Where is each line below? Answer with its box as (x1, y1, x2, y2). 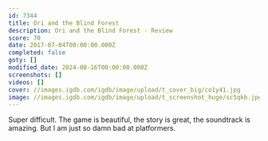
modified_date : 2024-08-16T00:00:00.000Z (8, 64, 148, 72)
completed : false (8, 49, 66, 57)
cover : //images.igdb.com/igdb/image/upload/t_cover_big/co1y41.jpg (8, 85, 241, 94)
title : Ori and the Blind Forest (8, 19, 120, 27)
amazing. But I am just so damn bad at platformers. (8, 123, 176, 133)
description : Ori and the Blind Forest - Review (8, 26, 173, 34)
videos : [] (8, 78, 45, 86)
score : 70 (8, 33, 41, 42)
